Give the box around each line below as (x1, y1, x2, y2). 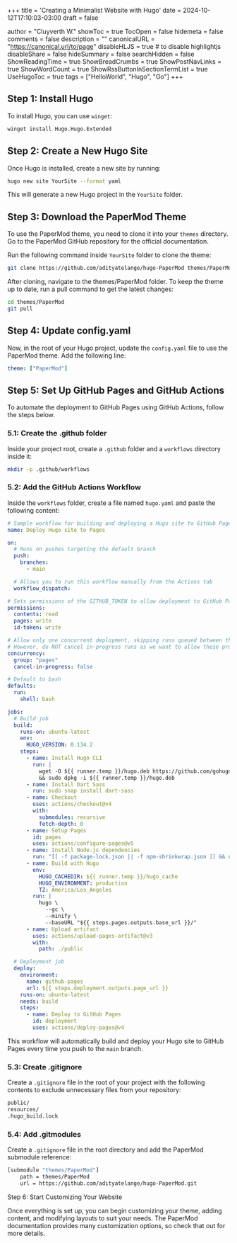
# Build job (13, 715, 49, 722)
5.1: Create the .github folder (7, 428, 107, 438)
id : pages (32, 834, 61, 841)
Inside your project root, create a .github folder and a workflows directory (7, 444, 221, 453)
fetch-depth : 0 (38, 820, 83, 827)
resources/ (7, 1106, 39, 1113)
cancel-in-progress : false (13, 663, 93, 670)
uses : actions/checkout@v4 (32, 800, 112, 808)
